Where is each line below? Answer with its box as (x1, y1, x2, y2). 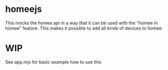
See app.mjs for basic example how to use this (5, 59, 102, 65)
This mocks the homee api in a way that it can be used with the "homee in (5, 20, 158, 26)
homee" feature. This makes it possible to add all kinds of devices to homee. (5, 25, 163, 31)
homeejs (5, 3, 42, 15)
